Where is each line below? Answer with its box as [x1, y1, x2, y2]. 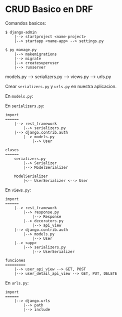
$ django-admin [5, 30, 37, 35]
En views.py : [5, 187, 31, 193]
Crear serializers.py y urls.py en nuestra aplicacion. [5, 83, 117, 89]
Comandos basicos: [5, 20, 46, 26]
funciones [5, 258, 26, 263]
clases [5, 147, 19, 152]
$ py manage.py [5, 47, 37, 52]
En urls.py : [5, 279, 29, 286]
